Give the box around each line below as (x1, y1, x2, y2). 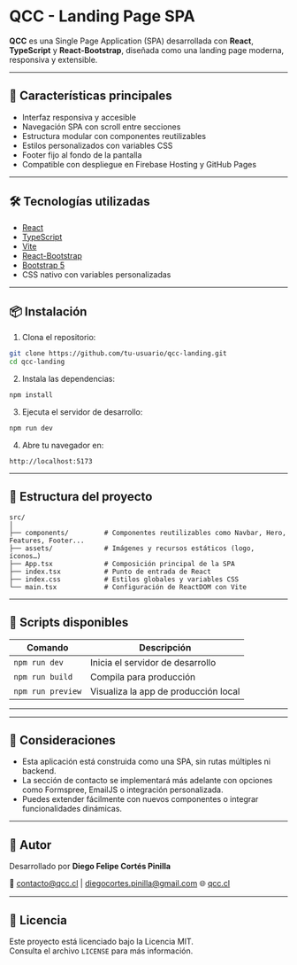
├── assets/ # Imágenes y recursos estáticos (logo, (9, 543, 255, 553)
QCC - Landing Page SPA (9, 6, 196, 27)
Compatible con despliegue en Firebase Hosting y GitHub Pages (21, 159, 257, 169)
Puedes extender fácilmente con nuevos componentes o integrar (21, 794, 259, 805)
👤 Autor (9, 837, 52, 852)
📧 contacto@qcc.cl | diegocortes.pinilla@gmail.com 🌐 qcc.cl (9, 878, 231, 889)
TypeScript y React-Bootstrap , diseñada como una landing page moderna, (9, 44, 285, 55)
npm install (9, 391, 53, 400)
